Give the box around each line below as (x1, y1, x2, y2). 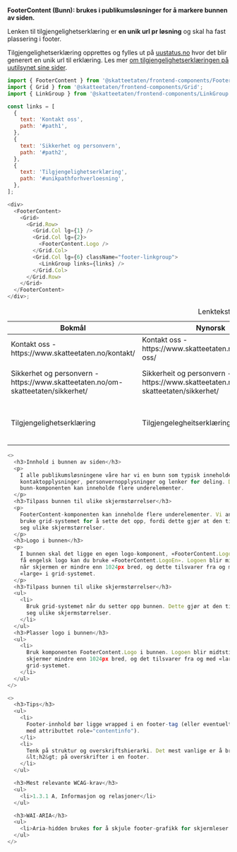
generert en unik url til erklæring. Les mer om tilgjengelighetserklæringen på (7, 56, 229, 64)
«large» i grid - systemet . (20, 570, 97, 577)
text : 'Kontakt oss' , (20, 116, 83, 123)
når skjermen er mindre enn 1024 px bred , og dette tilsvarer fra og (20, 563, 226, 571)
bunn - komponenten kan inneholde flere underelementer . (20, 485, 185, 492)
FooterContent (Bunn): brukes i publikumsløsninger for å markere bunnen (7, 6, 228, 14)
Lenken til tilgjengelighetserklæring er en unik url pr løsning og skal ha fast (7, 28, 226, 35)
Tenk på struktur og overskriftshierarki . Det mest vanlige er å (25, 747, 222, 755)
